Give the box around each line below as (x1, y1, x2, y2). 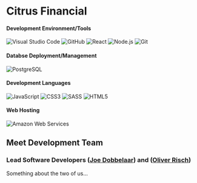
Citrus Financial (6, 4, 87, 18)
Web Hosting (6, 107, 40, 114)
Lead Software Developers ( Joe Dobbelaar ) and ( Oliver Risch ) (6, 156, 192, 164)
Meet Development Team (6, 138, 103, 148)
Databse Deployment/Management (6, 52, 97, 59)
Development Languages (6, 79, 71, 87)
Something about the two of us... (6, 170, 88, 177)
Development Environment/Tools (6, 24, 92, 32)
